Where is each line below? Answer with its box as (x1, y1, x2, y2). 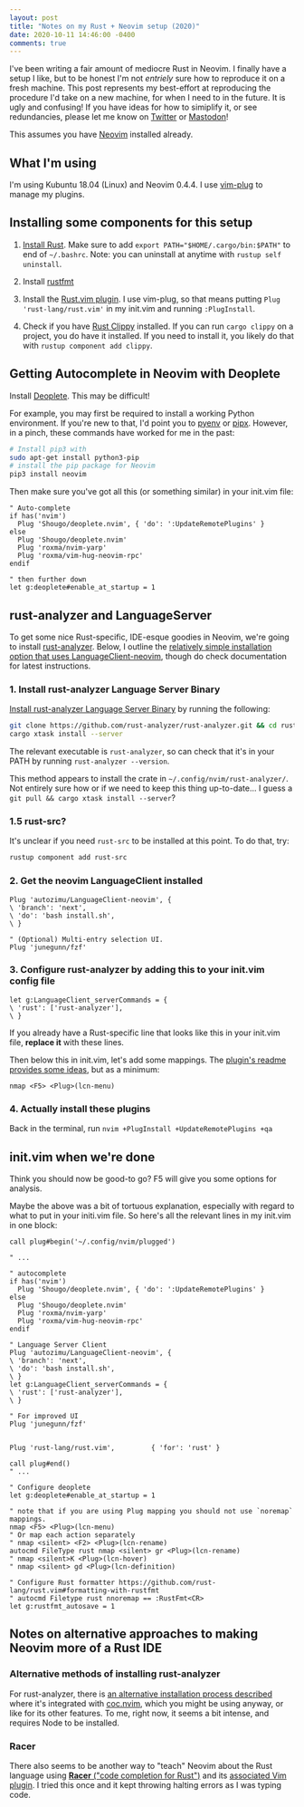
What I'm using (9, 155, 97, 170)
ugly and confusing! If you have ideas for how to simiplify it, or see (9, 101, 258, 113)
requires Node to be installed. (9, 1717, 120, 1728)
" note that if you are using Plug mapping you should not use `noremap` (9, 1506, 294, 1515)
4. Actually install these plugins (9, 1102, 151, 1115)
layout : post (9, 13, 59, 23)
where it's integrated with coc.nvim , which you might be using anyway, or (9, 1697, 284, 1708)
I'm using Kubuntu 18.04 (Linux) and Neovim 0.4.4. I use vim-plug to (9, 179, 263, 190)
